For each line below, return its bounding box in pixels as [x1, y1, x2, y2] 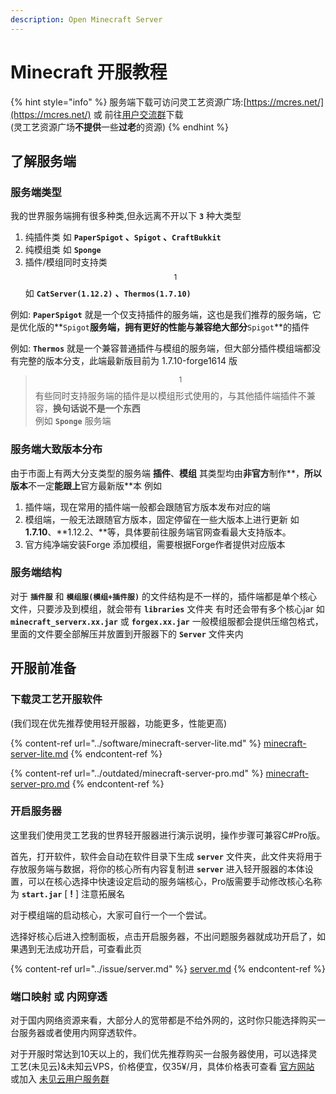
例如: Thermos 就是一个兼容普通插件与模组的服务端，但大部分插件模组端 [10, 342, 304, 355]
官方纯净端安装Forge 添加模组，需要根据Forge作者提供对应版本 [24, 538, 286, 550]
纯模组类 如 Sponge [24, 244, 102, 256]
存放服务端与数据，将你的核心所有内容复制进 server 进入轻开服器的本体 [10, 862, 305, 875]
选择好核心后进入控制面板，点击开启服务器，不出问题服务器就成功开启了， [10, 930, 317, 942]
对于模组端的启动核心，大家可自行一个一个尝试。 [10, 909, 212, 921]
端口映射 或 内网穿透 [10, 989, 108, 1003]
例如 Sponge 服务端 [34, 415, 112, 427]
